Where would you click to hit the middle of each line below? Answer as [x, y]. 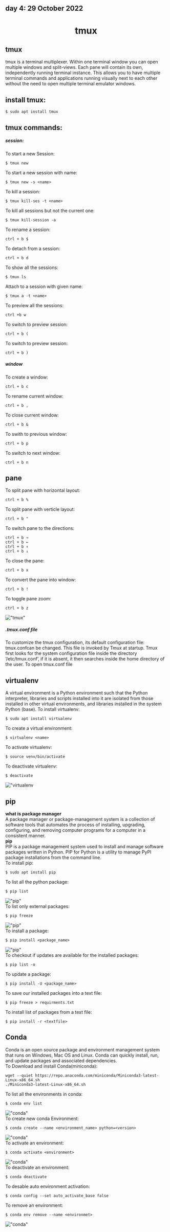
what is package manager [33, 814]
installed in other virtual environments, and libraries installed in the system [84, 704]
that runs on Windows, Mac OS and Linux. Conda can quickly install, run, [82, 1055]
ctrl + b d [17, 258]
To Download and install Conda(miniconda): [51, 1066]
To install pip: [19, 863]
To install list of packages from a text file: [49, 1012]
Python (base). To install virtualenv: [43, 709]
